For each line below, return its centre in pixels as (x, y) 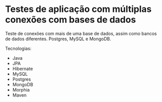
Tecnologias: (18, 48)
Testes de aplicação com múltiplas (79, 9)
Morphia (21, 90)
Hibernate (23, 69)
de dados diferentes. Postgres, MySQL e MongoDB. (58, 39)
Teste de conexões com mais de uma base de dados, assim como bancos (81, 33)
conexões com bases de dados (71, 20)
